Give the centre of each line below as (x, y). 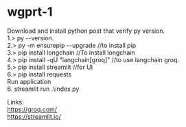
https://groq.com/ (32, 109)
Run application (29, 81)
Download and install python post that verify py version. (86, 31)
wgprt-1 (30, 12)
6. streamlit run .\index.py (43, 89)
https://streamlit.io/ (34, 116)
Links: (15, 102)
